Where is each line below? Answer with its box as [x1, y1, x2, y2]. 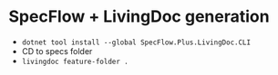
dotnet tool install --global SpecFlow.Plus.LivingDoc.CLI [21, 38, 252, 47]
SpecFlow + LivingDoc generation [8, 6, 270, 27]
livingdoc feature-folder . [21, 57, 129, 66]
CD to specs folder [21, 45, 93, 56]
